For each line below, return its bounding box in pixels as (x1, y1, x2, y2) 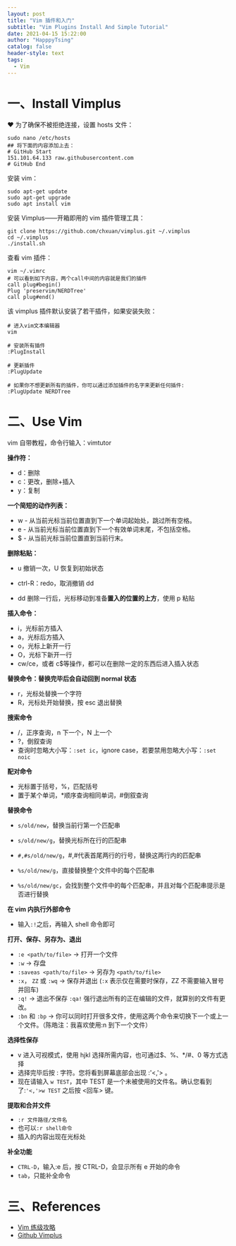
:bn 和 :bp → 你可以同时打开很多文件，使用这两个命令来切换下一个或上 (17, 1011, 223, 1020)
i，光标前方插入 (17, 623, 63, 633)
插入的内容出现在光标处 (17, 1132, 86, 1141)
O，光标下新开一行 (17, 650, 73, 659)
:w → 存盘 (17, 958, 46, 967)
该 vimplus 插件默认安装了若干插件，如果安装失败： (7, 307, 157, 315)
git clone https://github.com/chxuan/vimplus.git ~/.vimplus (7, 228, 191, 235)
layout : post (7, 10, 46, 18)
